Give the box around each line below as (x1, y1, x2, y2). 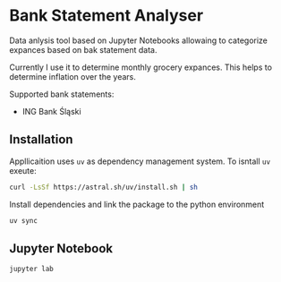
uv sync (9, 216, 38, 225)
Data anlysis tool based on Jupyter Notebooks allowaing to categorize (9, 35, 268, 46)
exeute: (9, 165, 38, 175)
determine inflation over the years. (9, 71, 137, 81)
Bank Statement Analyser (9, 5, 204, 26)
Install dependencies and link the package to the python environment (9, 199, 265, 209)
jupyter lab (9, 265, 54, 274)
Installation (9, 132, 73, 148)
